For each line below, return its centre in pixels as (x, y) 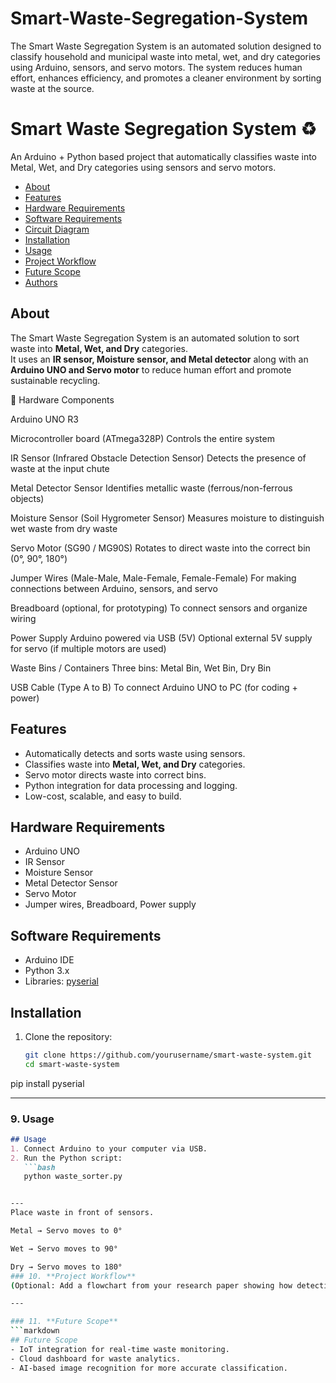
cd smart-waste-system (72, 1064)
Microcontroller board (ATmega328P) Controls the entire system (142, 438)
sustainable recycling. (55, 380)
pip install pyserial (47, 1083)
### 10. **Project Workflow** (73, 1276)
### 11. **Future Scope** (64, 1322)
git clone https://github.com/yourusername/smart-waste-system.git (168, 1055)
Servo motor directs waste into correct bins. (115, 774)
